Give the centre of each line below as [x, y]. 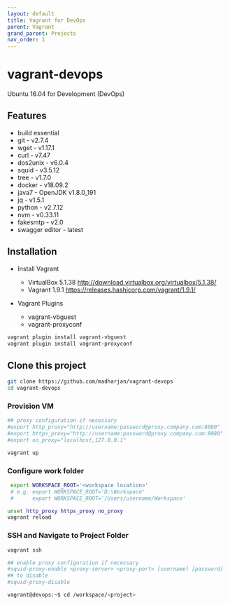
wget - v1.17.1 [36, 147]
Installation [32, 252]
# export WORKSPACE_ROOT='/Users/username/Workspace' [98, 498]
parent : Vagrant [31, 27]
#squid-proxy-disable [39, 583]
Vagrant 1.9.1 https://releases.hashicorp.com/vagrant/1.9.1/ [112, 290]
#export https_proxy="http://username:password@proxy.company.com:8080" [115, 434]
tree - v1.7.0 [34, 177]
